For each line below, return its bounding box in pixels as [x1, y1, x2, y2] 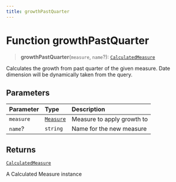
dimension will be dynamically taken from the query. [6, 71, 133, 78]
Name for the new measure [71, 124, 147, 133]
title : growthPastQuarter [6, 8, 69, 15]
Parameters [6, 87, 50, 97]
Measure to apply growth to [71, 115, 148, 123]
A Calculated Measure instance [6, 171, 82, 178]
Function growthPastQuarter [6, 33, 150, 47]
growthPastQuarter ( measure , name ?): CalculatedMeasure [20, 53, 155, 60]
